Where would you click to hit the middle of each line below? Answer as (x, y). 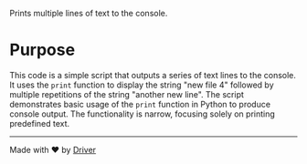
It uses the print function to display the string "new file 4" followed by (142, 85)
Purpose (42, 50)
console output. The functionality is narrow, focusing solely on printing (143, 114)
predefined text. (40, 123)
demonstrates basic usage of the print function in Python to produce (140, 104)
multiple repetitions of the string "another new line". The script (127, 94)
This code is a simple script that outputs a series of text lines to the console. (153, 75)
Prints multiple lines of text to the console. (89, 13)
